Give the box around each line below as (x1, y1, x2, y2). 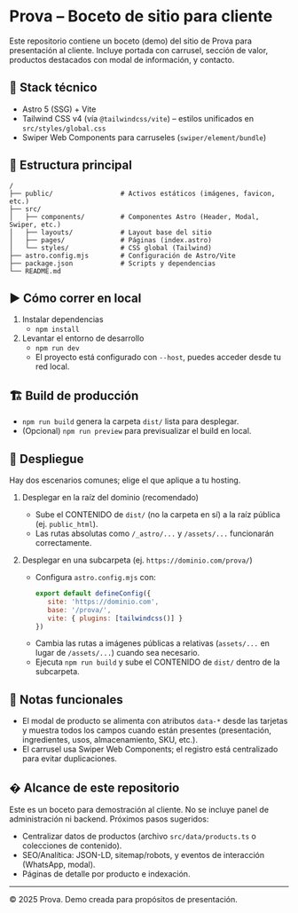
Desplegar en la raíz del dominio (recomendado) (21, 492, 200, 502)
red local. (35, 361, 70, 372)
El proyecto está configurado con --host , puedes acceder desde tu (35, 352, 281, 363)
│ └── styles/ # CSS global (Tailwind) (9, 243, 213, 252)
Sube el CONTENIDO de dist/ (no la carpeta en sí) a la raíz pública (35, 509, 281, 520)
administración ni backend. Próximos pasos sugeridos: (9, 814, 209, 824)
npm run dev (35, 344, 80, 353)
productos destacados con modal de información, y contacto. (9, 54, 235, 65)
